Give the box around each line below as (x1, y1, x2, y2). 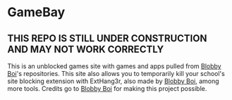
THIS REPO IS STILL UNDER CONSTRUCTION (7, 32, 207, 44)
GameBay (7, 4, 66, 20)
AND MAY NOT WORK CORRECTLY (7, 43, 164, 55)
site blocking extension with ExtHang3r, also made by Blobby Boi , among (7, 77, 220, 85)
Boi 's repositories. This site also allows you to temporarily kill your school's (7, 70, 226, 77)
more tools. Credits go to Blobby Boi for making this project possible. (7, 85, 207, 92)
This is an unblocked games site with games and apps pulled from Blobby (7, 62, 221, 70)
